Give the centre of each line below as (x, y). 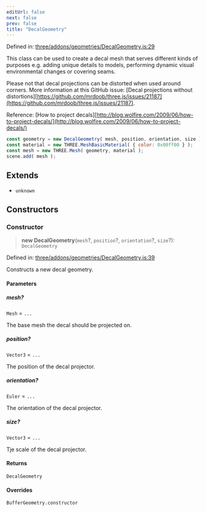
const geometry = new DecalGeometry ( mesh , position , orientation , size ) (104, 139)
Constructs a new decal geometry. (50, 270)
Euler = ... (21, 396)
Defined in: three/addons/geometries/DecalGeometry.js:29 (81, 47)
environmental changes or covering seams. (61, 72)
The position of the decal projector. (51, 367)
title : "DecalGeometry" (37, 29)
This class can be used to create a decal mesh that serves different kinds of (102, 58)
